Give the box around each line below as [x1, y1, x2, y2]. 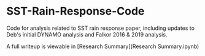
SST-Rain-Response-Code [6, 4, 145, 18]
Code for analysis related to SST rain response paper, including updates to [6, 24, 195, 32]
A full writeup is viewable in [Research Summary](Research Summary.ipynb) [6, 43, 199, 50]
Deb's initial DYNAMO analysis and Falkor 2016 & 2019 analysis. [6, 30, 168, 38]
